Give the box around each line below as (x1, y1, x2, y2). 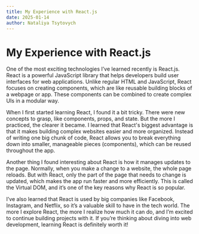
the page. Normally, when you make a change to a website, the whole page (6, 165, 192, 172)
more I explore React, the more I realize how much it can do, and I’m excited (6, 208, 193, 215)
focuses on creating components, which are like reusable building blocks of (6, 84, 192, 92)
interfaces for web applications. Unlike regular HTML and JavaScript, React (6, 78, 192, 86)
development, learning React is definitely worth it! (6, 221, 128, 228)
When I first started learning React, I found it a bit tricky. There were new (6, 109, 185, 116)
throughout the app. (6, 147, 56, 154)
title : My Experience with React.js (6, 8, 97, 15)
